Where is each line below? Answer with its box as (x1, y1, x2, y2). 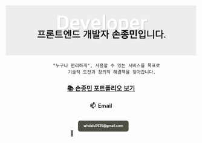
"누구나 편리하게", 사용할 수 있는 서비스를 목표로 (53, 63, 160, 69)
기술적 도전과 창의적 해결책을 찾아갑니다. (68, 69, 156, 75)
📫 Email (90, 102, 112, 109)
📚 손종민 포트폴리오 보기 (67, 84, 135, 93)
